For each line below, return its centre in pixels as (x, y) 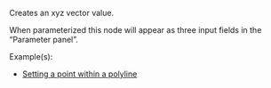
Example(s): (31, 56)
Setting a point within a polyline (80, 74)
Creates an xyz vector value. (61, 13)
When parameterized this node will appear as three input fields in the (135, 30)
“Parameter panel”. (44, 40)
